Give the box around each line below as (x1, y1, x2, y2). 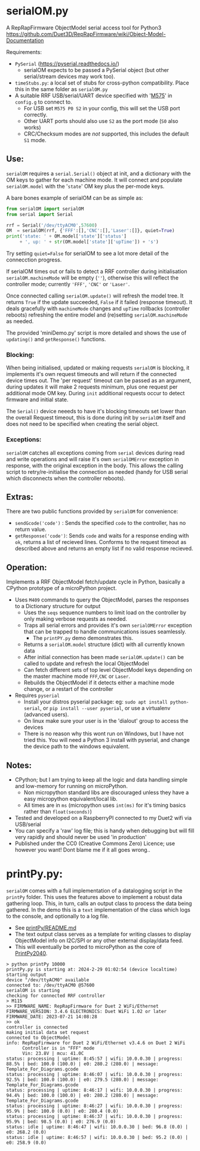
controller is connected (6, 1024, 68, 1030)
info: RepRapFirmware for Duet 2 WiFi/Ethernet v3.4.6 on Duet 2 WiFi (6, 1039, 186, 1046)
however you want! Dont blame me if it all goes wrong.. (14, 846, 150, 854)
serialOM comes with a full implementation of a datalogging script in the (6, 886, 183, 894)
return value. (14, 526, 47, 533)
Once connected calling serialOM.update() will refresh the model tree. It (6, 292, 184, 299)
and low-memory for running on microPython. (14, 783, 128, 790)
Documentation (6, 37, 44, 44)
